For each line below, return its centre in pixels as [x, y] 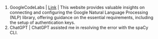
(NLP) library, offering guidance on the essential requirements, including [81, 17]
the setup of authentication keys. [42, 22]
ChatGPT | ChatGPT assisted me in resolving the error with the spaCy [79, 28]
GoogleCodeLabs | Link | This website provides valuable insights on [77, 7]
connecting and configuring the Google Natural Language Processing [79, 12]
